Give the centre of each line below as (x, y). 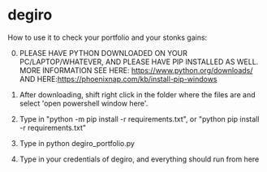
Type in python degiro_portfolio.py (77, 143)
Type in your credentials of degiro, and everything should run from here (139, 159)
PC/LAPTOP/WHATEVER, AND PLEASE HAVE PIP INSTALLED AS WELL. (139, 62)
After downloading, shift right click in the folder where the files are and (138, 94)
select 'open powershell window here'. (84, 103)
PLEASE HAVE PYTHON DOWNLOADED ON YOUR (103, 53)
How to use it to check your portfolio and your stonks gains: (108, 37)
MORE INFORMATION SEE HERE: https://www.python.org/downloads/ (136, 70)
